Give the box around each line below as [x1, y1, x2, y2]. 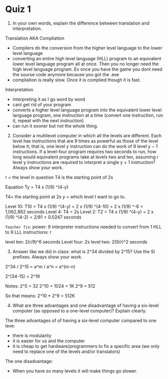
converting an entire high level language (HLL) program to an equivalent [12, 55, 161, 61]
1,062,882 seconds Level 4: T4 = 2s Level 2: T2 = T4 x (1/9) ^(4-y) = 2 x [5, 209, 154, 215]
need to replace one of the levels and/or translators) [12, 348, 120, 354]
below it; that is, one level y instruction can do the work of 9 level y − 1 [12, 143, 158, 149]
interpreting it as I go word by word [12, 96, 85, 102]
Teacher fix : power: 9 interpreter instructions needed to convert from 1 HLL [5, 224, 162, 230]
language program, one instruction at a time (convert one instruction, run [12, 112, 163, 118]
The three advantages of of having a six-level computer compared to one [5, 317, 157, 323]
